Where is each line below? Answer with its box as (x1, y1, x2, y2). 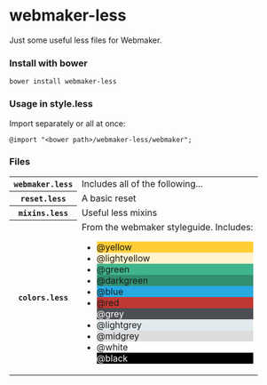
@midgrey (96, 330, 140, 342)
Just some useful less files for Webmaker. (9, 35, 162, 45)
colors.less (18, 293, 69, 303)
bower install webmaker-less (9, 77, 117, 86)
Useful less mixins (81, 206, 158, 219)
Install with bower (9, 57, 88, 69)
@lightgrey (96, 318, 142, 331)
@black (96, 352, 129, 365)
